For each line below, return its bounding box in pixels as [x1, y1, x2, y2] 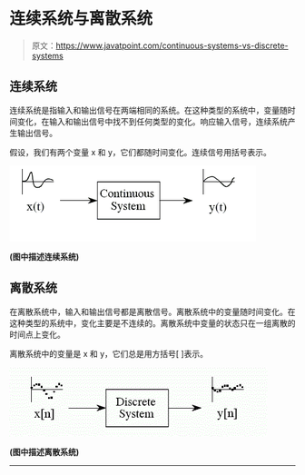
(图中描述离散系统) [9, 446, 80, 457]
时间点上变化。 [9, 329, 65, 340]
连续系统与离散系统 [9, 8, 153, 29]
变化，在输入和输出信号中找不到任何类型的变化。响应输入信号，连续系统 [16, 115, 288, 127]
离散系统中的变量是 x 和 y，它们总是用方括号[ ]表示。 [9, 348, 209, 359]
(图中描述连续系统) [9, 251, 80, 262]
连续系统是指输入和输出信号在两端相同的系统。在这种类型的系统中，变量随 [9, 104, 288, 115]
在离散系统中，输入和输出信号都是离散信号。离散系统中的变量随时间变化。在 [9, 306, 296, 317]
